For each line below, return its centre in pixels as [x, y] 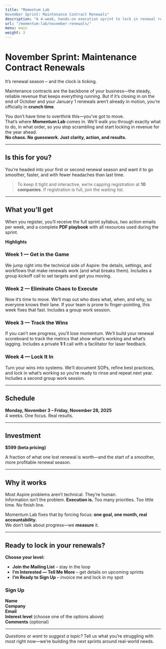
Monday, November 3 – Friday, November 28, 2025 [59, 410]
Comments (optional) [27, 622]
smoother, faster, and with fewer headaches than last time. [65, 175]
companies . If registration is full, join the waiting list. [71, 189]
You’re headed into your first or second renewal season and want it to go [79, 169]
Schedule [20, 398]
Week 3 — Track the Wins [37, 323]
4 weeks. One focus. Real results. [39, 416]
